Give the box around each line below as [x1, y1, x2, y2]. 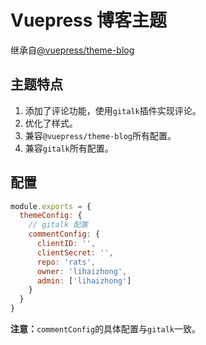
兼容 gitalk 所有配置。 [24, 142, 114, 154]
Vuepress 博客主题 [10, 9, 168, 32]
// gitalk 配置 [28, 220, 89, 230]
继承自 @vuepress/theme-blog [10, 44, 135, 56]
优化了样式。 [24, 117, 78, 129]
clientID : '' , [36, 239, 97, 249]
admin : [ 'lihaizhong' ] [36, 276, 132, 286]
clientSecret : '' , [36, 247, 114, 258]
